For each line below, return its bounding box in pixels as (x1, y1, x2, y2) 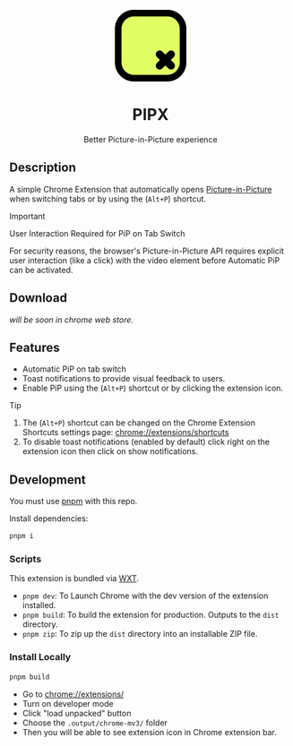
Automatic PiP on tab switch (22, 364, 127, 374)
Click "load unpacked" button (22, 707, 132, 718)
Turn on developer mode (22, 698, 114, 708)
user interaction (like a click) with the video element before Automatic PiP (9, 254, 280, 265)
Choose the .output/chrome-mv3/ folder (22, 717, 168, 728)
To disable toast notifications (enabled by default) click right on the (22, 436, 271, 448)
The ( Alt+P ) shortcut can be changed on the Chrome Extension (22, 417, 256, 428)
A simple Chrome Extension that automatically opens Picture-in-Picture (9, 184, 272, 194)
